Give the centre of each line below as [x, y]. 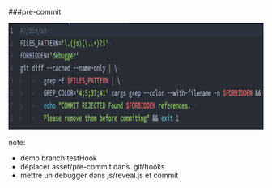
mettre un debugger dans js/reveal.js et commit [99, 175]
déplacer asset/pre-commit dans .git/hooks [92, 167]
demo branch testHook [58, 158]
